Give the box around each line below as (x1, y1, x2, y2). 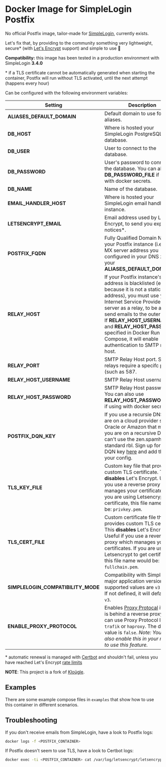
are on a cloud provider (104, 417, 159, 424)
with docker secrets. (104, 177, 152, 184)
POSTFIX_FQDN (7, 250, 46, 257)
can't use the (104, 436, 135, 442)
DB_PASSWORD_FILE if (104, 171, 160, 178)
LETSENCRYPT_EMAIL (7, 220, 62, 227)
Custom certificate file (104, 514, 156, 521)
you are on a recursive (104, 430, 157, 437)
